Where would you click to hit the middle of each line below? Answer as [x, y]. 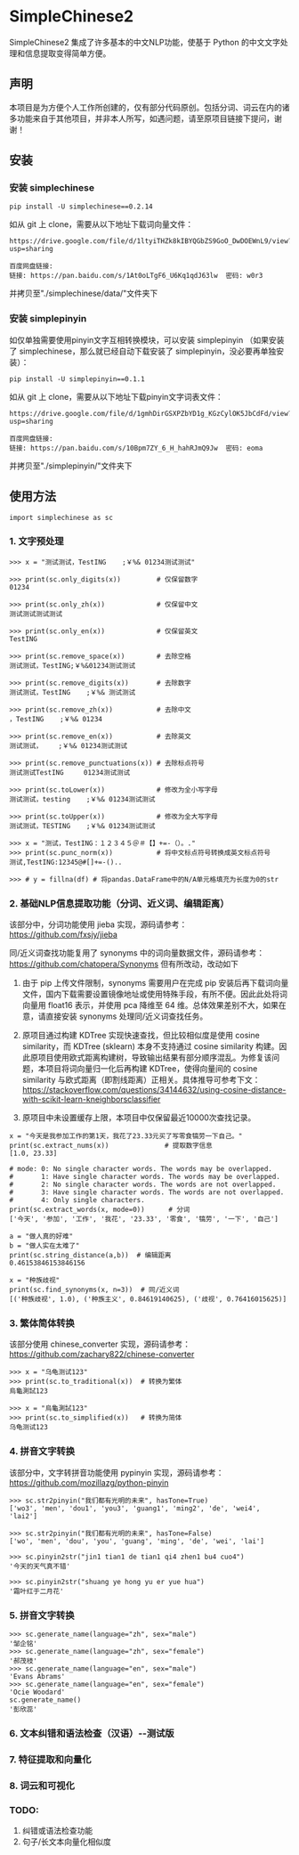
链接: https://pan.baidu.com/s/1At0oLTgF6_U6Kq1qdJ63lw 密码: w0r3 [136, 276]
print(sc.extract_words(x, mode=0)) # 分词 [100, 1210]
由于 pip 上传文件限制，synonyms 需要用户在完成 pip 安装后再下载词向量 [155, 983]
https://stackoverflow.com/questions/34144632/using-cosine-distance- [154, 1090]
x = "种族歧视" [35, 1281]
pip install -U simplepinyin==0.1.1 [77, 379]
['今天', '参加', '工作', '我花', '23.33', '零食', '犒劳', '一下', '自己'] [144, 1219]
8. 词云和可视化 [42, 1786]
